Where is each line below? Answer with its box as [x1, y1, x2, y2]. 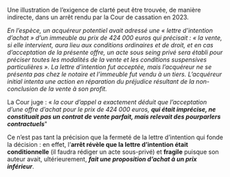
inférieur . [7, 163, 34, 170]
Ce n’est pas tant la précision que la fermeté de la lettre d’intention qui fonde [7, 133, 224, 141]
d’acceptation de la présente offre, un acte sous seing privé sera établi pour [7, 48, 223, 56]
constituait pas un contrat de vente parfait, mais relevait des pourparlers [7, 113, 221, 121]
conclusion [7, 85, 38, 93]
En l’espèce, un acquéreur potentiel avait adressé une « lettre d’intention [7, 27, 214, 34]
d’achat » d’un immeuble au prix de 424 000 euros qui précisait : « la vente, [7, 34, 222, 42]
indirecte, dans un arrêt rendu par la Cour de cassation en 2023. [7, 13, 189, 21]
